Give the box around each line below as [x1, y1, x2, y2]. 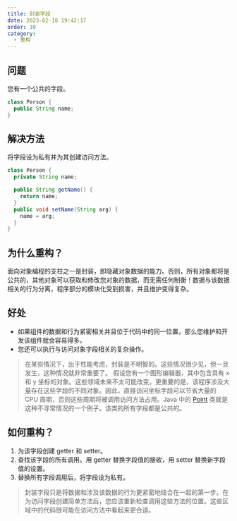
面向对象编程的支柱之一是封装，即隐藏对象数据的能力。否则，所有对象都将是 [7, 267, 230, 276]
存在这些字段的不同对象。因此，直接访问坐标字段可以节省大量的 [30, 386, 217, 395]
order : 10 [7, 23, 37, 30]
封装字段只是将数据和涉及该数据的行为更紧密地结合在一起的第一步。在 [24, 488, 229, 496]
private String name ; [13, 173, 78, 180]
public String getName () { [13, 186, 93, 194]
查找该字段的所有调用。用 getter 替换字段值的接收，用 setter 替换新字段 [17, 455, 226, 464]
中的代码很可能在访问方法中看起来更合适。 [30, 505, 155, 514]
